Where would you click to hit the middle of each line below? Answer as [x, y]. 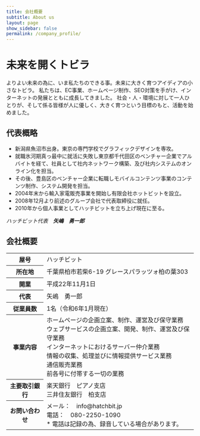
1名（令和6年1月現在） [79, 309]
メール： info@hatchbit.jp [85, 406]
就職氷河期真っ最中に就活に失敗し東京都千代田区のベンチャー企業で [98, 156]
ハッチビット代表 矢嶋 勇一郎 [45, 220]
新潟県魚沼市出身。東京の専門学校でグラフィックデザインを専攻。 [96, 148]
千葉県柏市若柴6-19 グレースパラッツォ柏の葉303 [118, 272]
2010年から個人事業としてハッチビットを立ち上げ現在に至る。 [91, 208]
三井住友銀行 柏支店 [76, 394]
